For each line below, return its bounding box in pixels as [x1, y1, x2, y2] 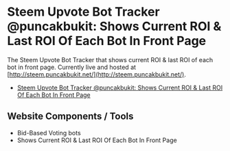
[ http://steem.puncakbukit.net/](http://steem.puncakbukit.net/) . [7, 70, 187, 79]
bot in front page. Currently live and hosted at [7, 63, 136, 71]
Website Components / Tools [7, 111, 134, 122]
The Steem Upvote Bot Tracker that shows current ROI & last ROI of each [7, 55, 214, 64]
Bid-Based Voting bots [16, 128, 81, 137]
